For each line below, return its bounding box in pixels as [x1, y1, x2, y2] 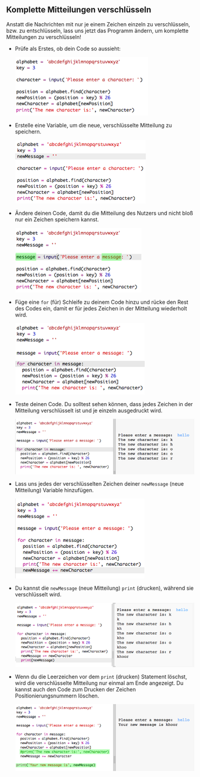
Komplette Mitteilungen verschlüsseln [6, 5, 152, 15]
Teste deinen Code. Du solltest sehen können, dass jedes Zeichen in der [14, 400, 193, 407]
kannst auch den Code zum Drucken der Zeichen [14, 685, 136, 693]
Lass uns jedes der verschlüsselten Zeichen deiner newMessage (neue [14, 480, 184, 487]
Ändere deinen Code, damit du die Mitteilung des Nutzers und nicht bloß [14, 209, 193, 217]
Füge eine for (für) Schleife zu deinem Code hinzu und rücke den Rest [14, 298, 189, 306]
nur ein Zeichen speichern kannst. [14, 215, 100, 223]
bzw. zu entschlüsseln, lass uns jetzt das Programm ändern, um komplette [6, 27, 189, 34]
